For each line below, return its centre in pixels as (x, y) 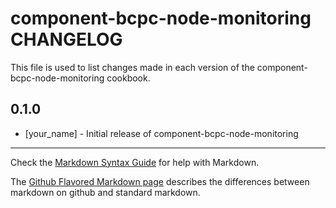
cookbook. (128, 78)
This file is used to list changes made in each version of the (132, 67)
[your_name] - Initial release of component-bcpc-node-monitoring (161, 133)
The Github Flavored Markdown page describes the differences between (160, 181)
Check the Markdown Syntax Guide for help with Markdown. (135, 162)
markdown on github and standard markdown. (105, 192)
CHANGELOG (66, 39)
